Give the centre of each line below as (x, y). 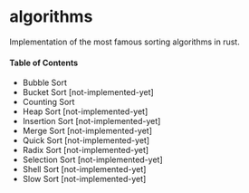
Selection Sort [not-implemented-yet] (92, 159)
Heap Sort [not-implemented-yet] (85, 111)
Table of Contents (44, 63)
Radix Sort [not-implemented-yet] (86, 150)
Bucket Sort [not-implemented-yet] (88, 92)
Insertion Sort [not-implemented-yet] (91, 121)
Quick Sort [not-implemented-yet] (86, 140)
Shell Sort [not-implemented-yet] (84, 169)
